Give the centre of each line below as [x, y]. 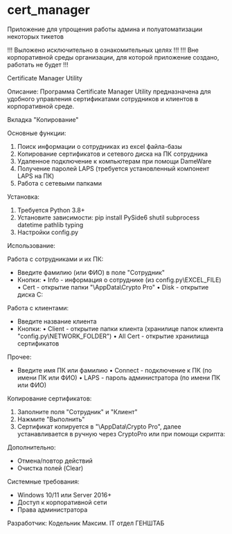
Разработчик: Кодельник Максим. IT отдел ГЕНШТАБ [86, 523]
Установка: [24, 197]
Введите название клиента [57, 321]
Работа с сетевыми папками [60, 183]
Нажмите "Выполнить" [51, 419]
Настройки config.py [47, 232]
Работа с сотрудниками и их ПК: [55, 259]
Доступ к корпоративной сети [62, 502]
